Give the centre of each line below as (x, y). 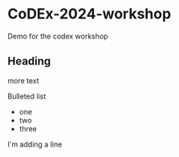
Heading (29, 61)
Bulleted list (27, 96)
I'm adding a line (35, 144)
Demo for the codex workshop (58, 36)
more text (23, 80)
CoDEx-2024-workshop (89, 14)
